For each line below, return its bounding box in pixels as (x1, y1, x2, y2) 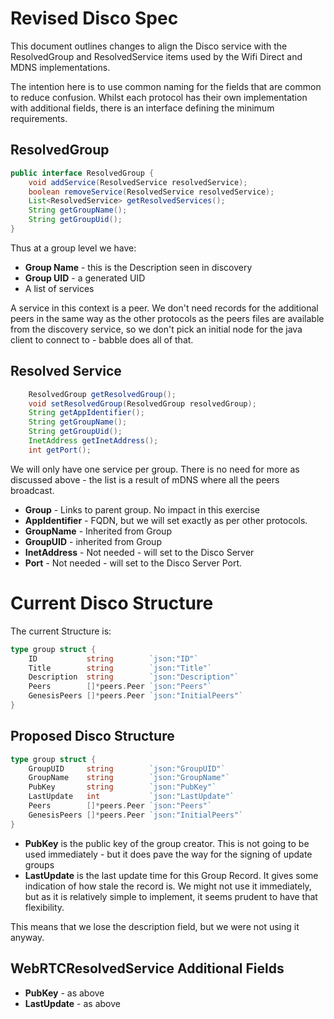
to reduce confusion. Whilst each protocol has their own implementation (10, 91, 308, 103)
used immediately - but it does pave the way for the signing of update (24, 848, 313, 860)
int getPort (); (28, 445, 92, 455)
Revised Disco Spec (10, 7, 179, 30)
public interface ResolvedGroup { (10, 168, 155, 178)
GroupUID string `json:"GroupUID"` (28, 763, 226, 774)
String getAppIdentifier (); (28, 408, 145, 418)
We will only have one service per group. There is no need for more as (10, 463, 300, 475)
